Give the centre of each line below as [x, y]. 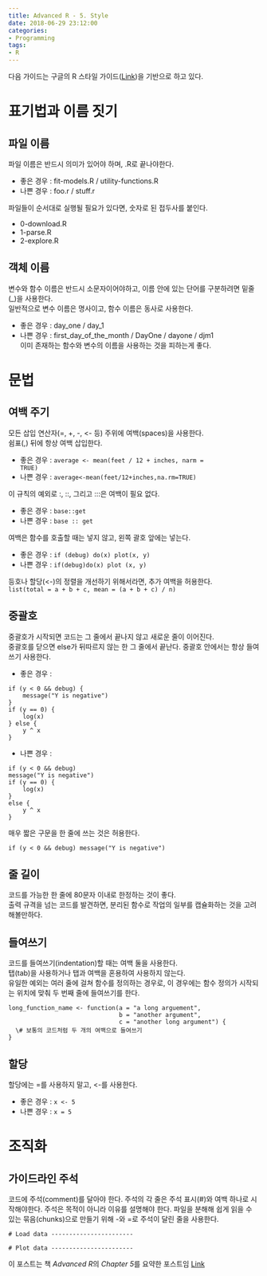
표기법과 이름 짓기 [63, 112]
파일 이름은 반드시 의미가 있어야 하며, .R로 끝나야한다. [91, 164]
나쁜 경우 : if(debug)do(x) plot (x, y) [83, 564]
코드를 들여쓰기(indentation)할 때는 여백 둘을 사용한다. [93, 963]
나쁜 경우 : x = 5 [45, 1112]
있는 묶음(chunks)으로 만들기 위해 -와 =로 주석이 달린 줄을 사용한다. [114, 1219]
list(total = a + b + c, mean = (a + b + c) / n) [92, 589]
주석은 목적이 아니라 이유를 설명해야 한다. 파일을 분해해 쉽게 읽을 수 [148, 1209]
